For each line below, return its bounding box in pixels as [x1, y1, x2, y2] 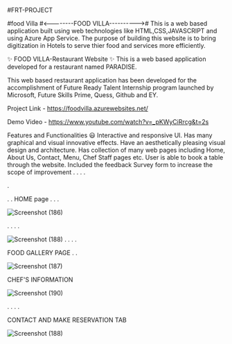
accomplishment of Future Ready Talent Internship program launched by [7, 83, 214, 92]
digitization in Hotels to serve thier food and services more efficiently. [7, 42, 206, 49]
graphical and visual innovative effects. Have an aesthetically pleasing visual [7, 139, 226, 146]
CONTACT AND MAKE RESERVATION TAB [7, 316, 127, 324]
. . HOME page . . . [7, 195, 60, 203]
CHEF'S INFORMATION [7, 275, 73, 284]
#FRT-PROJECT [7, 6, 53, 14]
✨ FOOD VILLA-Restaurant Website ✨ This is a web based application [7, 55, 206, 63]
